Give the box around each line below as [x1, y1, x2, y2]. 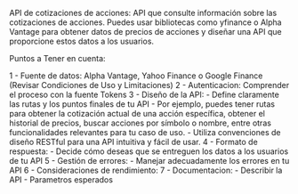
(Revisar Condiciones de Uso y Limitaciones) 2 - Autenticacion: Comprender [9, 80, 290, 90]
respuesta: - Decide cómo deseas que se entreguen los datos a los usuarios [9, 146, 289, 157]
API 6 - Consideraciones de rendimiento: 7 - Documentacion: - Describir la [9, 165, 283, 175]
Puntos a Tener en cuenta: [9, 53, 106, 63]
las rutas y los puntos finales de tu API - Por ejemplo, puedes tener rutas [9, 99, 276, 109]
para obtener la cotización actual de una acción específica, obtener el [9, 109, 265, 118]
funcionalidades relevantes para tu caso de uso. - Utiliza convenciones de [9, 127, 281, 137]
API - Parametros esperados [9, 174, 114, 185]
